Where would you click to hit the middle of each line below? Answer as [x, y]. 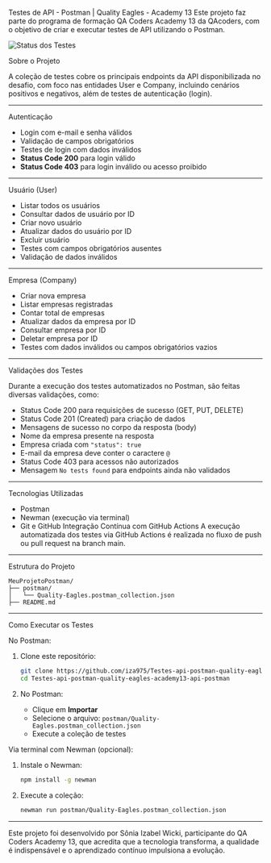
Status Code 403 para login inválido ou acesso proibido [113, 167]
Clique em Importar [65, 709]
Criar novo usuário [51, 223]
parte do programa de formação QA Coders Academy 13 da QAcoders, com [134, 21]
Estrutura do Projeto [42, 566]
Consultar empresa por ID [63, 330]
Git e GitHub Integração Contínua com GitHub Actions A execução [130, 526]
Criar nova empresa [53, 296]
